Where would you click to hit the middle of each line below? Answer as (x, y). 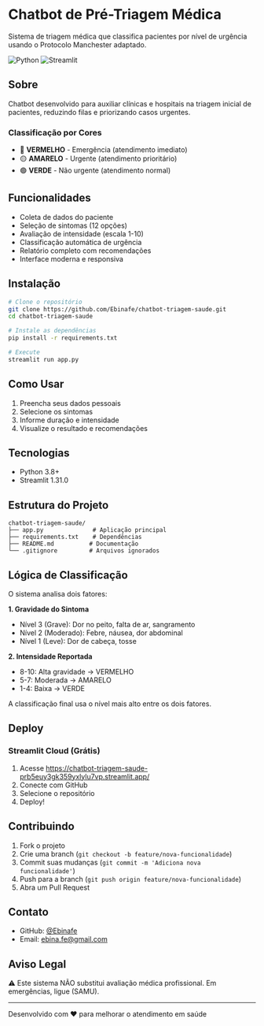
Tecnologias (39, 453)
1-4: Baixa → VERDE (52, 689)
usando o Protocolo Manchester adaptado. (77, 44)
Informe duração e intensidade (69, 420)
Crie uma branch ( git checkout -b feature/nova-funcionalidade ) (126, 853)
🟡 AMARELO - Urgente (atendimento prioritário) (98, 158)
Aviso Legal (37, 964)
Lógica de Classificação (68, 575)
